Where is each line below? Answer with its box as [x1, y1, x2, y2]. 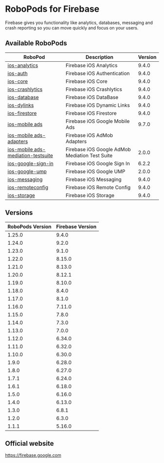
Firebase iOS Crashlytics [65, 86, 123, 93]
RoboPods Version [7, 223, 52, 230]
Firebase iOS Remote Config [65, 184, 131, 191]
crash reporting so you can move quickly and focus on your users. [5, 25, 139, 30]
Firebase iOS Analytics [65, 62, 118, 69]
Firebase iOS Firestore [65, 109, 117, 116]
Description [85, 53, 114, 60]
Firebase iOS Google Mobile [65, 118, 130, 125]
